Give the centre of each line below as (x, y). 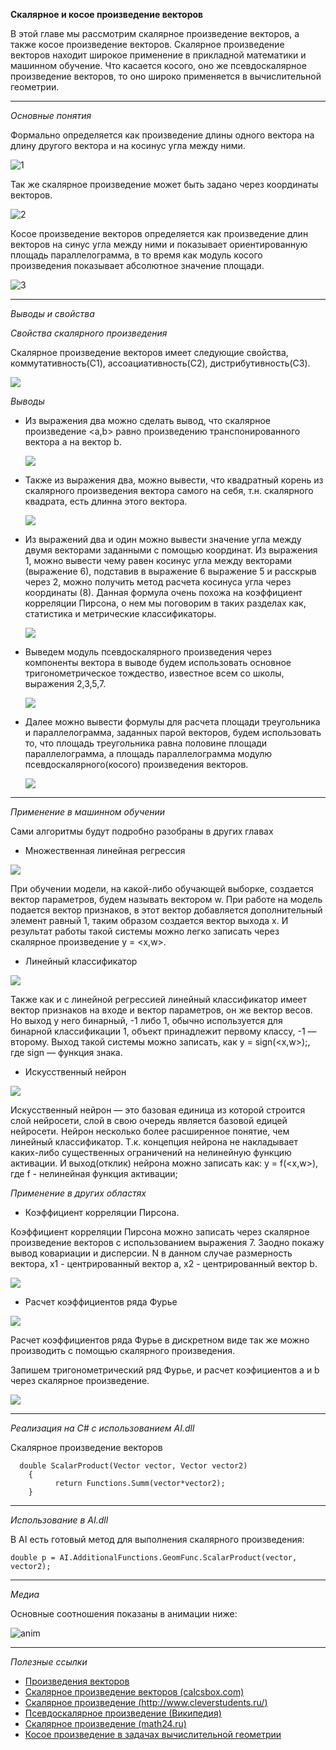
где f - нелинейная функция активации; (94, 1173)
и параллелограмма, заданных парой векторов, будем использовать (173, 732)
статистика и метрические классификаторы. (120, 613)
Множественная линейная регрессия (105, 850)
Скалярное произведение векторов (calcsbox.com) (134, 1692)
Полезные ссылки (49, 1662)
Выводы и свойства (52, 313)
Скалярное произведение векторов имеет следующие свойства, (149, 352)
